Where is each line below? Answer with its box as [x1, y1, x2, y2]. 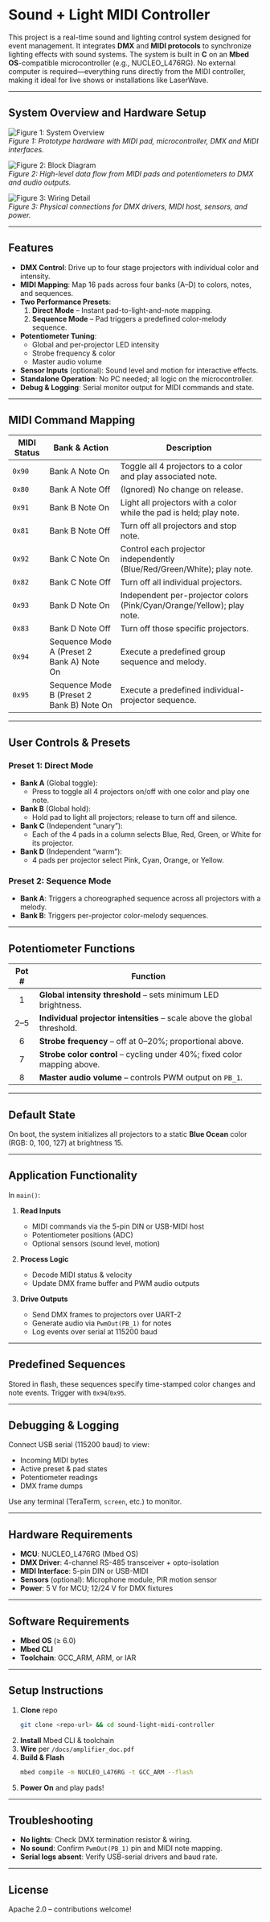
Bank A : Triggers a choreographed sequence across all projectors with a [19, 893, 261, 904]
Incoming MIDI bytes [19, 1455, 89, 1465]
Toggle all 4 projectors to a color [120, 461, 243, 472]
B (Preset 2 [49, 689, 92, 701]
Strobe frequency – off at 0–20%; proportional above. [39, 1036, 244, 1047]
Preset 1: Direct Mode [8, 759, 94, 771]
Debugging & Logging [8, 1419, 119, 1432]
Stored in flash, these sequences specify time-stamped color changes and [8, 1379, 256, 1388]
